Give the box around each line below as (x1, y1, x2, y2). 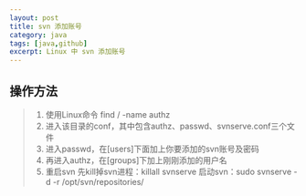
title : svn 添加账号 (9, 22, 82, 31)
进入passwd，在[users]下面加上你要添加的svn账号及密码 (45, 143, 259, 154)
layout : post (9, 13, 59, 23)
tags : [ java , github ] (9, 38, 89, 48)
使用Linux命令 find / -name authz (45, 108, 171, 119)
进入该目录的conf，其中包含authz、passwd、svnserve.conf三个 (45, 120, 288, 131)
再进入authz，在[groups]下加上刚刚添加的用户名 (45, 154, 227, 165)
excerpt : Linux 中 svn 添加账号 (9, 47, 126, 57)
